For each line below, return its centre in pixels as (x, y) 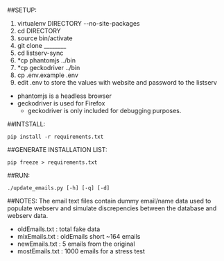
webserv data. (28, 216)
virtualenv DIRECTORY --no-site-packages (78, 23)
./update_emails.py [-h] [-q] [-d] (59, 188)
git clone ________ (42, 45)
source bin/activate (45, 38)
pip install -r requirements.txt (55, 137)
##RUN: (18, 175)
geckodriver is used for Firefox (61, 103)
